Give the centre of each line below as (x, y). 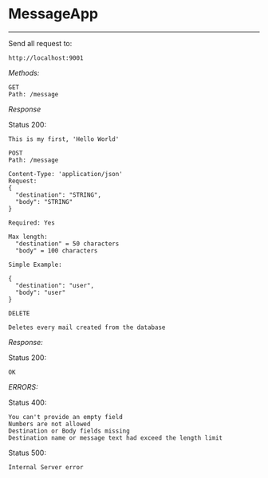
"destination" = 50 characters (67, 244)
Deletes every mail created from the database (87, 327)
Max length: (28, 237)
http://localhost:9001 (46, 58)
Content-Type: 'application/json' (66, 174)
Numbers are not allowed (49, 424)
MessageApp (53, 14)
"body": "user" (41, 292)
